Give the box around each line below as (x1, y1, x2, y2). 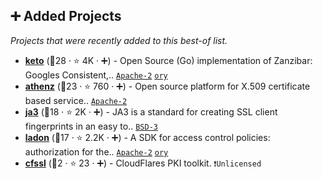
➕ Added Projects (10, 8, 122, 25)
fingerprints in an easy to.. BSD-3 (24, 120, 158, 132)
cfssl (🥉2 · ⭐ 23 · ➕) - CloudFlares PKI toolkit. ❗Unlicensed (24, 157, 262, 169)
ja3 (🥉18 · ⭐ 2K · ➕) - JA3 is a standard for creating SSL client (24, 105, 278, 118)
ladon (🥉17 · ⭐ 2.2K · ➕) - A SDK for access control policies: (24, 131, 271, 143)
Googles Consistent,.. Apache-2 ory (24, 69, 168, 81)
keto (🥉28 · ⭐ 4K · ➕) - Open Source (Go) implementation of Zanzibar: (24, 54, 313, 66)
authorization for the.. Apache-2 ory (24, 145, 169, 158)
